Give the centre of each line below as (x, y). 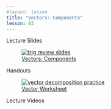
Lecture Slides (24, 41)
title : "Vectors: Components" (45, 18)
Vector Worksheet (44, 89)
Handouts (19, 71)
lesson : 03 (20, 23)
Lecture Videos (25, 100)
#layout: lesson (27, 12)
